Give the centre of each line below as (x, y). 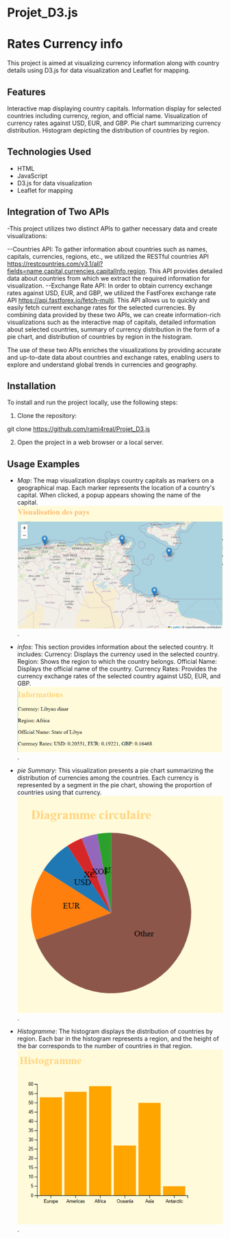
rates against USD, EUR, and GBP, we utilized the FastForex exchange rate (112, 292)
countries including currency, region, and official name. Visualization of (107, 115)
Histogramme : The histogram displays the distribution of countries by (115, 1032)
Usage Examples (43, 464)
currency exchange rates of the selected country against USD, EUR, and (119, 676)
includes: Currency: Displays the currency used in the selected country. (118, 654)
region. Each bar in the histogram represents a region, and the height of (118, 1039)
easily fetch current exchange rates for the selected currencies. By (101, 308)
